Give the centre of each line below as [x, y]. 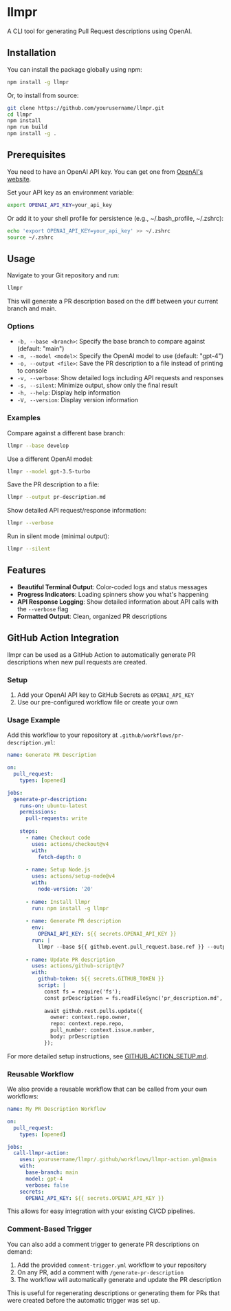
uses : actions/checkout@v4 [70, 844]
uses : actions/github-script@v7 [78, 966]
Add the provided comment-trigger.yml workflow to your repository [112, 1265]
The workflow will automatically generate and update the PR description [119, 1279]
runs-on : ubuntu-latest [54, 806]
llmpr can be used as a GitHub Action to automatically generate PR [101, 654]
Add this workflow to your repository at [63, 735]
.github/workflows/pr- [152, 736]
